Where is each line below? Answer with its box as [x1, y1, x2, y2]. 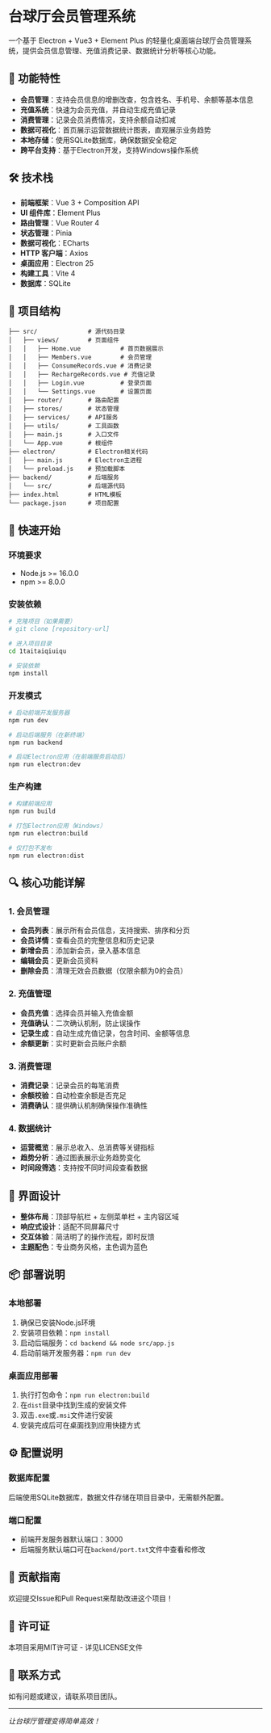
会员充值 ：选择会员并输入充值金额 [19, 1007, 134, 1018]
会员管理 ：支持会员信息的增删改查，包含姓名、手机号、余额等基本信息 [19, 95, 254, 104]
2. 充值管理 [8, 988, 52, 999]
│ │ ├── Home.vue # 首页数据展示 [8, 345, 164, 353]
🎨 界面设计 [8, 1188, 60, 1202]
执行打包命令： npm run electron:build [19, 1390, 150, 1400]
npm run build [8, 807, 56, 816]
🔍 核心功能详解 [8, 876, 85, 890]
